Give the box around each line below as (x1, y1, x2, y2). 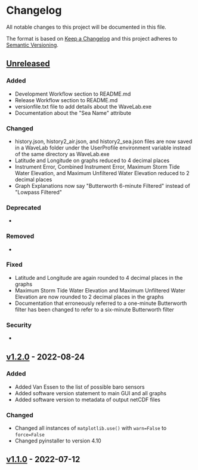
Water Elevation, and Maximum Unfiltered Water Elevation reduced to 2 (14, 169, 190, 176)
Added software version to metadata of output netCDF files (14, 396, 161, 403)
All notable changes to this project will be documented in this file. (6, 23, 167, 30)
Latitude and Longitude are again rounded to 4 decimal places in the (14, 274, 183, 281)
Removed (6, 232, 35, 240)
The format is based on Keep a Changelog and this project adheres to (6, 35, 178, 42)
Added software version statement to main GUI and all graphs (14, 389, 167, 396)
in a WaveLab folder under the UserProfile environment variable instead (14, 144, 191, 151)
